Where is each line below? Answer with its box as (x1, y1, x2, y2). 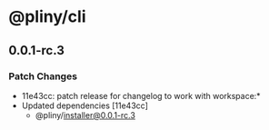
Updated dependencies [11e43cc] (21, 100, 149, 111)
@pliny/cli (8, 6, 87, 27)
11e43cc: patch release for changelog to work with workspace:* (21, 90, 261, 101)
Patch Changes (8, 70, 78, 83)
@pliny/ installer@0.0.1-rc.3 (35, 109, 135, 120)
